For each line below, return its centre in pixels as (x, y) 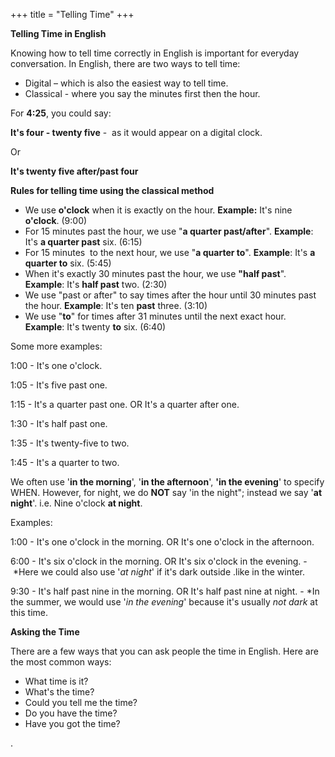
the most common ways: (61, 662)
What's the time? (59, 692)
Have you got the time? (72, 723)
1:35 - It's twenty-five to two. (70, 443)
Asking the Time (45, 632)
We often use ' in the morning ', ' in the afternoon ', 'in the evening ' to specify (167, 482)
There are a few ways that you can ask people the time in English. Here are (164, 651)
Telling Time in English (58, 33)
